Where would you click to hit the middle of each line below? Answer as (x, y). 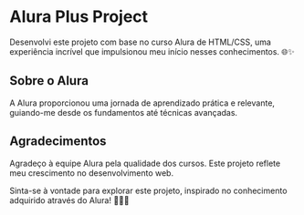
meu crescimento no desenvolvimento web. (92, 173)
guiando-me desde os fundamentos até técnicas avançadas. (124, 112)
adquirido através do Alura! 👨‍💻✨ (69, 200)
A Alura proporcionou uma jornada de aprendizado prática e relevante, (142, 103)
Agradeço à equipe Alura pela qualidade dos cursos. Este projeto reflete (145, 163)
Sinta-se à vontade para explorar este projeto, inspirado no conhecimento (148, 190)
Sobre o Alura (49, 81)
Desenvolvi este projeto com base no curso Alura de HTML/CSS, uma (141, 42)
